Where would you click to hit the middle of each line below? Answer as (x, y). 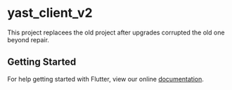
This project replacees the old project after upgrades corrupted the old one (116, 32)
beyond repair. (28, 39)
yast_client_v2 (50, 13)
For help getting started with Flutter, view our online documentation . (105, 79)
